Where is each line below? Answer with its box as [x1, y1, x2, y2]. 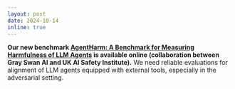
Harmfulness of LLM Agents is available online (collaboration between [7, 51, 219, 59]
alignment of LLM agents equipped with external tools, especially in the [7, 66, 217, 75]
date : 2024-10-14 [7, 17, 59, 24]
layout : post [7, 10, 46, 18]
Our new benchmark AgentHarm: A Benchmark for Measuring [7, 43, 194, 52]
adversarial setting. [7, 73, 64, 82]
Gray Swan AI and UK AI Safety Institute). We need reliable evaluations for [7, 58, 228, 67]
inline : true [7, 23, 46, 31]
